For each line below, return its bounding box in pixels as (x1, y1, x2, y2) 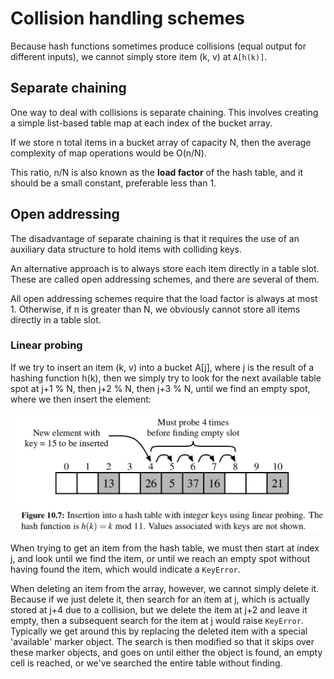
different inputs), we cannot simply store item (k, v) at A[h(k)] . (10, 50, 268, 62)
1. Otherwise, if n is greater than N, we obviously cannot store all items (10, 303, 301, 315)
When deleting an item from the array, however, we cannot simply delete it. (10, 583, 320, 595)
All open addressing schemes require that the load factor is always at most (10, 292, 318, 304)
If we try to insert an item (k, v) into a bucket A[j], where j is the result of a (10, 361, 315, 373)
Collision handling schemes (10, 7, 246, 30)
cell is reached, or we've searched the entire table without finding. (10, 657, 283, 669)
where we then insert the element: (10, 393, 152, 405)
